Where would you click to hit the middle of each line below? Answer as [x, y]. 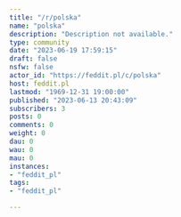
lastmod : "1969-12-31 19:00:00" [69, 92]
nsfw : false [31, 68]
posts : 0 [25, 117]
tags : [19, 183]
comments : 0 [31, 125]
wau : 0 [21, 149]
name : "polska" [37, 26]
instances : [29, 166]
